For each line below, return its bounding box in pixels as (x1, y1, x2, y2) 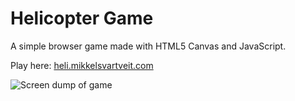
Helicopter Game (10, 7, 154, 30)
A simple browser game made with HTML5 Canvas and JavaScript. (10, 40, 287, 52)
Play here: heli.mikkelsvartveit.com (10, 59, 154, 71)
